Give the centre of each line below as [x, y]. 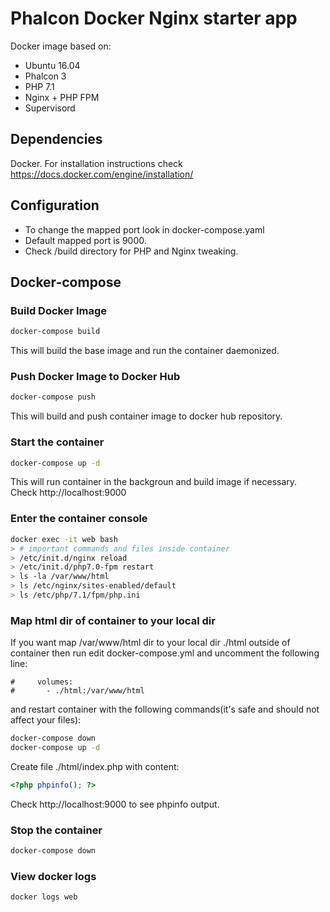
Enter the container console [79, 519]
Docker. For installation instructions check [96, 163]
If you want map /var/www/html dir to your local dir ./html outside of [150, 643]
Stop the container [56, 830]
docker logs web [44, 897]
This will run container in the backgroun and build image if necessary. [154, 482]
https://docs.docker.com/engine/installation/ [102, 174]
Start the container [57, 442]
